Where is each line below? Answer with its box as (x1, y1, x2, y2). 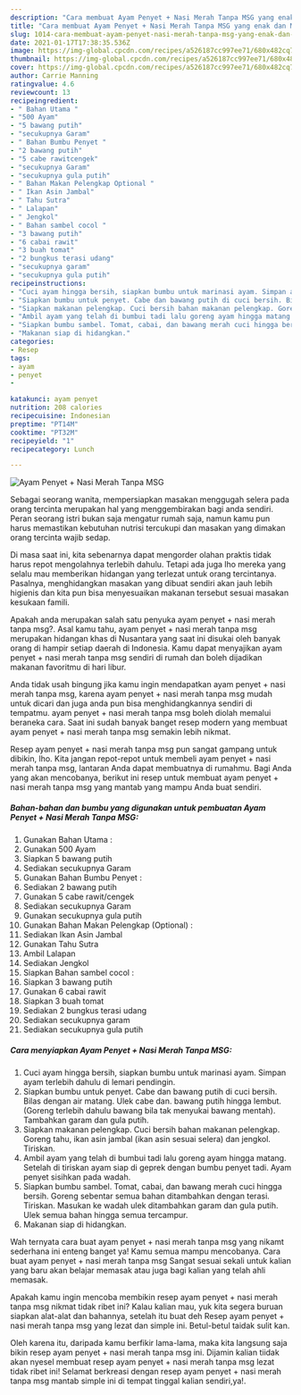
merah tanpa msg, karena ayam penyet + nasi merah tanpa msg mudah (10, 689, 273, 700)
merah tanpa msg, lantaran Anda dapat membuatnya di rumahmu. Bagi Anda (10, 763, 292, 774)
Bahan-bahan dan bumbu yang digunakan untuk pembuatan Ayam (10, 802, 266, 813)
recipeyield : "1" (10, 436, 75, 445)
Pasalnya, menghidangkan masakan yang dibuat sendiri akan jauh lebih (10, 578, 273, 589)
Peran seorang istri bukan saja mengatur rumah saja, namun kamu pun (10, 513, 271, 524)
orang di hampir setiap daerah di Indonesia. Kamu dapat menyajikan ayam (10, 643, 283, 653)
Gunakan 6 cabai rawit (22, 987, 106, 997)
